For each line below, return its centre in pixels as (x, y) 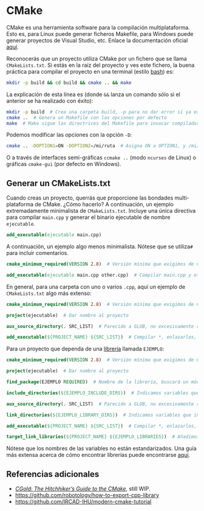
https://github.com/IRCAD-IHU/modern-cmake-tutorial (83, 502)
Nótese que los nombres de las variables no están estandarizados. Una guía (102, 448)
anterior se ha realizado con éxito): (50, 100)
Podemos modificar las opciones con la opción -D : (69, 135)
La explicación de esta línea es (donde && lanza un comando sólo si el (93, 94)
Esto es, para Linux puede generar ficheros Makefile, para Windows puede (100, 33)
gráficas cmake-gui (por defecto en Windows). (64, 164)
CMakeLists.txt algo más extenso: (49, 293)
